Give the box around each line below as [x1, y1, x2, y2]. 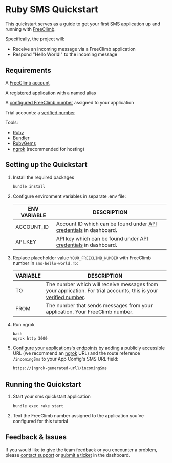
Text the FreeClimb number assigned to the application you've [12, 413, 144, 418]
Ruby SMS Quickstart [5, 4, 98, 15]
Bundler [12, 135, 30, 141]
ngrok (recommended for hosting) [12, 145, 84, 152]
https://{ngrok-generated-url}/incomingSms [12, 366, 107, 371]
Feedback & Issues [5, 433, 67, 441]
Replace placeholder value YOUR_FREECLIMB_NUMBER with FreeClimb [12, 255, 152, 261]
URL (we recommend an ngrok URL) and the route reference [12, 350, 140, 356]
